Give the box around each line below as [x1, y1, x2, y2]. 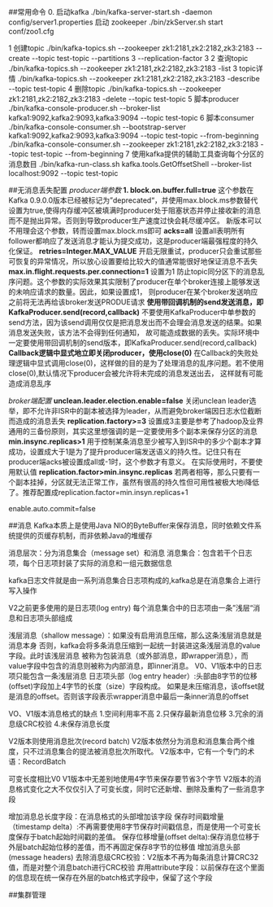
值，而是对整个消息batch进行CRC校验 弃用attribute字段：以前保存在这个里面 [8, 862, 265, 872]
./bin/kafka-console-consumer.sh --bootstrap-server [8, 122, 187, 132]
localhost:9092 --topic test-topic [8, 169, 119, 177]
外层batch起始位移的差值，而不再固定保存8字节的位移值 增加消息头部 [8, 842, 240, 852]
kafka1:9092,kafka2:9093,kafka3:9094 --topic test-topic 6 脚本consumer [8, 113, 254, 122]
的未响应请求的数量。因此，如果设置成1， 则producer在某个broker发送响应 [8, 287, 258, 296]
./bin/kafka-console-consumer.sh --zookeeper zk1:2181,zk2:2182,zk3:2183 [8, 139, 258, 149]
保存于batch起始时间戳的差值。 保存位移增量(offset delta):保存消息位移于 [15, 832, 260, 841]
